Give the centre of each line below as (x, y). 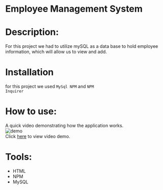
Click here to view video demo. (38, 136)
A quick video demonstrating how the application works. (64, 126)
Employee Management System (74, 9)
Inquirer (15, 91)
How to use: (31, 111)
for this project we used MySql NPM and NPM (50, 87)
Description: (32, 32)
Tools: (19, 157)
